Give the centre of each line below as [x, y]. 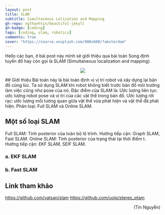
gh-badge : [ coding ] [25, 28]
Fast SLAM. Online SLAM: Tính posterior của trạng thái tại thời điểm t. [76, 139]
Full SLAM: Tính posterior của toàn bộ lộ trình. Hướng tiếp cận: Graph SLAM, [82, 133]
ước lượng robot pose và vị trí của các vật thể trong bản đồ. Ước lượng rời [80, 95]
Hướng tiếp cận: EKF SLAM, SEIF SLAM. [46, 144]
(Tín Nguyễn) [147, 207]
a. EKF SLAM [21, 157]
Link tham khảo [29, 186]
